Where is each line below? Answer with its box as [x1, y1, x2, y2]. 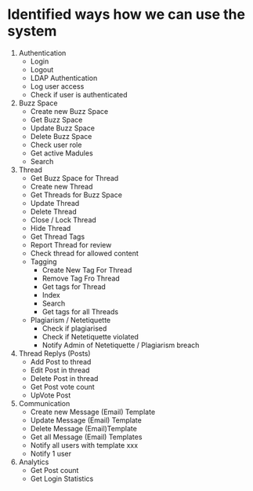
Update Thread [30, 198, 80, 207]
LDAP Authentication [30, 73, 98, 82]
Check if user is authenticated [30, 90, 128, 99]
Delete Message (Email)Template [30, 423, 138, 433]
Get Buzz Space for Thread [30, 173, 119, 182]
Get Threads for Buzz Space [30, 190, 123, 200]
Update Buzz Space [30, 123, 96, 133]
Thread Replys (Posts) [18, 348, 91, 358]
